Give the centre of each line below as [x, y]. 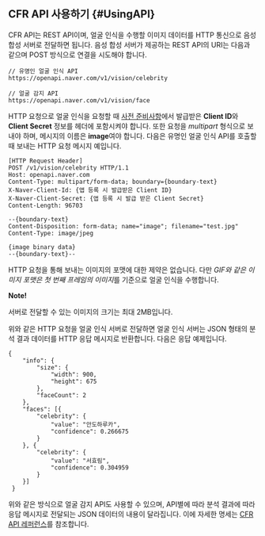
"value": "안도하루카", [85, 424]
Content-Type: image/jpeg [51, 233]
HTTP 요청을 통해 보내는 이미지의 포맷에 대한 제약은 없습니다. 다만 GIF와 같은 [127, 270]
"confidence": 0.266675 [89, 431]
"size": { [53, 367]
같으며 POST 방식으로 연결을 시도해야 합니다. [78, 55]
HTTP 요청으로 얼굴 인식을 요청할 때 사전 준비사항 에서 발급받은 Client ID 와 [123, 116]
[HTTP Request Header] [45, 161]
